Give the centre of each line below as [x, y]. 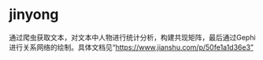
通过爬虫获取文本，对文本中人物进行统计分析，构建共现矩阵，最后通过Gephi [132, 37]
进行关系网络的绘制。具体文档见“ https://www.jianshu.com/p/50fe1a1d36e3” [131, 47]
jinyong [34, 15]
